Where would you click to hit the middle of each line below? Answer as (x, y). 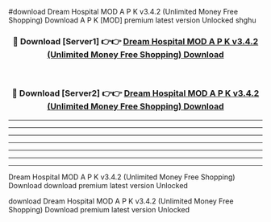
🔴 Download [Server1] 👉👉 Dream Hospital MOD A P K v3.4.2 (135, 41)
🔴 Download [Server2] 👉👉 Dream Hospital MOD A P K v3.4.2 (135, 93)
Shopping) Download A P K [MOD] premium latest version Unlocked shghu (132, 20)
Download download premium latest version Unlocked (98, 185)
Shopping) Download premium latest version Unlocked (99, 209)
